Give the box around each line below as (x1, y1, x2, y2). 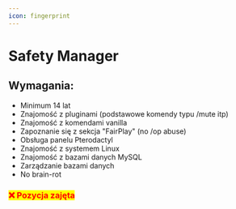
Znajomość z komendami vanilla (19, 117, 128, 127)
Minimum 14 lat (19, 100, 71, 110)
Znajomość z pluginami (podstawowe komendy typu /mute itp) (19, 109, 229, 118)
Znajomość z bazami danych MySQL (19, 151, 143, 162)
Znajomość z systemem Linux (19, 143, 120, 153)
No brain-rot (19, 169, 62, 179)
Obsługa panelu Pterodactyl (19, 134, 113, 144)
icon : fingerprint (8, 11, 70, 20)
